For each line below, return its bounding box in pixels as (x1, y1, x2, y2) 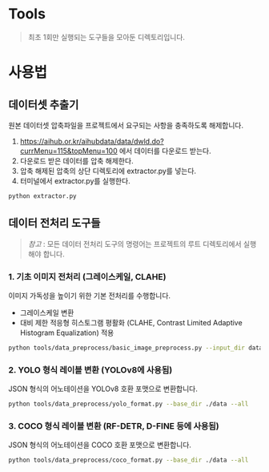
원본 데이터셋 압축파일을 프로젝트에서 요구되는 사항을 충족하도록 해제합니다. (8, 120, 244, 130)
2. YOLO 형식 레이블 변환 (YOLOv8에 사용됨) (8, 364, 173, 375)
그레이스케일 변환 (19, 308, 74, 317)
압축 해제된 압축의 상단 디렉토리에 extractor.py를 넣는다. (19, 166, 197, 175)
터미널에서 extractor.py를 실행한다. (19, 175, 130, 185)
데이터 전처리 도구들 (8, 216, 101, 230)
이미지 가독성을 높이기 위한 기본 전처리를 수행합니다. (8, 290, 171, 301)
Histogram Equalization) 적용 (19, 328, 114, 337)
